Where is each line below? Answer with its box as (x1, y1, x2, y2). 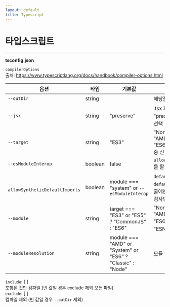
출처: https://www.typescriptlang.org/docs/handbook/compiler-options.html (5, 72, 163, 79)
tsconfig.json (5, 57, 34, 63)
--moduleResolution (8, 251, 55, 256)
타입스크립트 (5, 36, 55, 47)
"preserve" (109, 112, 136, 119)
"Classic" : (109, 259, 135, 266)
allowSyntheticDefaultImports (8, 187, 81, 193)
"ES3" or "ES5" (109, 212, 146, 219)
